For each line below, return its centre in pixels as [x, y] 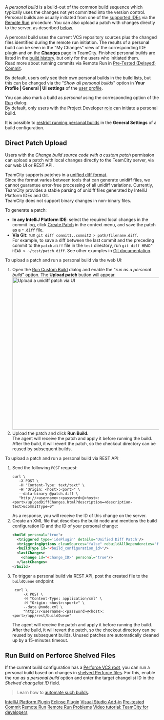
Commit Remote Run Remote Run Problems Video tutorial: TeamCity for [77, 707]
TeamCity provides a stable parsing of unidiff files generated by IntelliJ [76, 190]
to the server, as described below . [39, 28]
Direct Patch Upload [36, 143]
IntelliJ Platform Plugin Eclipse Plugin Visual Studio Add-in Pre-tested [75, 701]
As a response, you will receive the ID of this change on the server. [79, 515]
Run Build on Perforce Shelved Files [61, 656]
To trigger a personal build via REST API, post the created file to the [80, 576]
